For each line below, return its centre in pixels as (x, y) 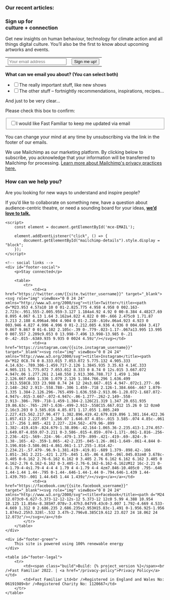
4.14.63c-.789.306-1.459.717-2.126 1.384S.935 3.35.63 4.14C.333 (76, 366)
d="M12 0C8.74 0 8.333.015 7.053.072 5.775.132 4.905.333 (68, 361)
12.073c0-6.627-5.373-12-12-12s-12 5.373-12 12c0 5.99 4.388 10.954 (79, 499)
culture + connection (32, 28)
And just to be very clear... (33, 101)
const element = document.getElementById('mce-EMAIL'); (75, 227)
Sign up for (19, 21)
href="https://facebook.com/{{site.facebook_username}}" (67, 486)
